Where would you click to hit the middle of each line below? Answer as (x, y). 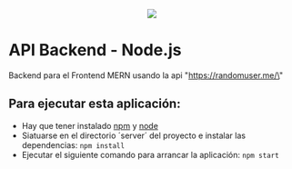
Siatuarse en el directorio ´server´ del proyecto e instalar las (134, 135)
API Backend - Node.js (95, 50)
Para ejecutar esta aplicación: (95, 104)
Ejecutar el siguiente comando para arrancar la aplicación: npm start (150, 154)
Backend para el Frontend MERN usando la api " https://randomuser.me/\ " (146, 75)
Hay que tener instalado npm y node (90, 125)
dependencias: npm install (73, 144)
